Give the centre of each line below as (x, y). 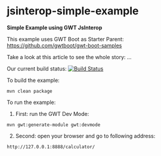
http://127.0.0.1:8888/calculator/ (51, 147)
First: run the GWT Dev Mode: (52, 114)
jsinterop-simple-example (73, 11)
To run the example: (31, 102)
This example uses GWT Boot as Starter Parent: (65, 39)
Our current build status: (37, 68)
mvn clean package (30, 91)
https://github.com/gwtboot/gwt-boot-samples (64, 45)
